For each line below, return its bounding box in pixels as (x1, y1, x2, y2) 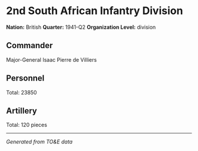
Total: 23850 (6, 89, 37, 96)
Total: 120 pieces (6, 122, 47, 129)
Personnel (6, 73, 45, 83)
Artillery (6, 106, 37, 116)
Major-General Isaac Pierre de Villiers (6, 56, 97, 63)
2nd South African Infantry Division (6, 4, 183, 18)
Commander (6, 41, 53, 51)
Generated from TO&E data (6, 138, 72, 145)
